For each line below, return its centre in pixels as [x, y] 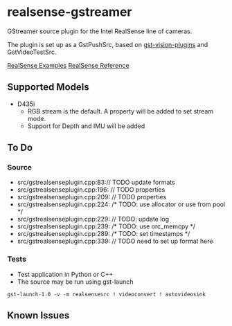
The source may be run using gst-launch [75, 282]
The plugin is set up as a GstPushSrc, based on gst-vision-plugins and [108, 44]
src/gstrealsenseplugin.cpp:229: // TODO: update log [93, 219]
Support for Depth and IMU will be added [86, 126]
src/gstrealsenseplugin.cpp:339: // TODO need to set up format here [115, 241]
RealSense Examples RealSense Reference [68, 65]
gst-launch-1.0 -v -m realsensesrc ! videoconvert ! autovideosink [107, 294]
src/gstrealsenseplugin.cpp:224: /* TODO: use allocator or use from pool [121, 204]
